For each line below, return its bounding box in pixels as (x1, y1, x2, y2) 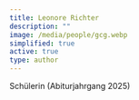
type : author (9, 55, 59, 65)
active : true (9, 47, 59, 56)
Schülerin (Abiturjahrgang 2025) (9, 81, 131, 91)
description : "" (9, 22, 71, 31)
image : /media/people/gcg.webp (9, 30, 128, 39)
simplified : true (9, 38, 75, 48)
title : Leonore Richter (9, 13, 100, 23)
